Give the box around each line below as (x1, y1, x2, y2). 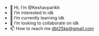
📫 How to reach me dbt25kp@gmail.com (9, 26, 94, 31)
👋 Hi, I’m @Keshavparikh (9, 5, 60, 10)
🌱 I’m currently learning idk (9, 15, 65, 20)
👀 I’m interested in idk (9, 10, 54, 16)
